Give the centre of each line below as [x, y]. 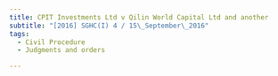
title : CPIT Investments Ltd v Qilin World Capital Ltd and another [139, 17]
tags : [19, 34]
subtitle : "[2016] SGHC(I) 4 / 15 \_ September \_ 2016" [109, 26]
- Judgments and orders [61, 50]
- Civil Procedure [52, 42]
